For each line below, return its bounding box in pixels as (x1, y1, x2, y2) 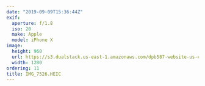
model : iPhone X (12, 37, 53, 43)
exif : (6, 15, 20, 21)
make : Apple (12, 31, 43, 38)
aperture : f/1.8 (12, 20, 53, 26)
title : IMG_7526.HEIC (6, 71, 62, 77)
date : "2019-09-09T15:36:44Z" (6, 8, 84, 15)
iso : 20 (12, 25, 32, 32)
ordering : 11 (6, 65, 40, 71)
